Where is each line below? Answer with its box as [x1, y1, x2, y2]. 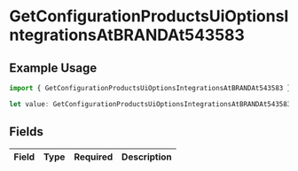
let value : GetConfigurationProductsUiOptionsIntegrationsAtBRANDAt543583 [9, 99, 292, 108]
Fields [9, 124, 44, 139]
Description [121, 151, 173, 163]
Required [74, 151, 114, 163]
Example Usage [9, 60, 98, 75]
